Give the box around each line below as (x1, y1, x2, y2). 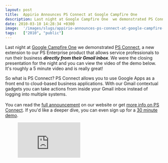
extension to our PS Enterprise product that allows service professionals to (5, 49, 159, 55)
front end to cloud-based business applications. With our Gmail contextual (5, 80, 158, 86)
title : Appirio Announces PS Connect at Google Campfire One (5, 12, 137, 17)
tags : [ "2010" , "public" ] (5, 30, 64, 35)
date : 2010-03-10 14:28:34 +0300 (5, 21, 75, 26)
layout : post (5, 7, 32, 12)
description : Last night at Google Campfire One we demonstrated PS (5, 16, 153, 21)
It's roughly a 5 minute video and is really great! (5, 65, 103, 71)
